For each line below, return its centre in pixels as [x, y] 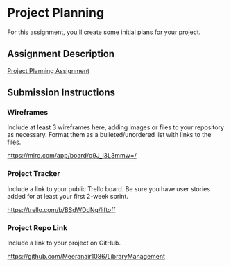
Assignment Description [61, 54]
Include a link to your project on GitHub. [64, 243]
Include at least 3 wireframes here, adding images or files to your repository [115, 127]
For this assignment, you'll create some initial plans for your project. [104, 32]
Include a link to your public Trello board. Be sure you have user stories [109, 188]
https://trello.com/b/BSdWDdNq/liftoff [61, 209]
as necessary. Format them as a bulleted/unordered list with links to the [109, 135]
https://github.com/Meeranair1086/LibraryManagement [86, 257]
